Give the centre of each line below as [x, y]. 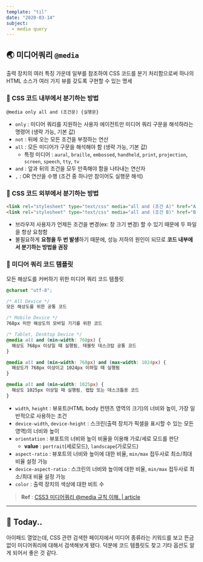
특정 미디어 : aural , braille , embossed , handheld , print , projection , [106, 155]
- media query [29, 29]
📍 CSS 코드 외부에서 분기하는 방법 [53, 194]
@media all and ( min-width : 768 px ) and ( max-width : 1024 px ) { [86, 362]
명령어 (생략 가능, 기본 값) [45, 132]
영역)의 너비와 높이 [37, 431]
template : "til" [27, 12]
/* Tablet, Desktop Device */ [44, 334]
